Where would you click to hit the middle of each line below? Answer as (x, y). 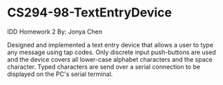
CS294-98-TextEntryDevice (90, 13)
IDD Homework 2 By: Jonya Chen (55, 32)
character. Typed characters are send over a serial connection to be (104, 66)
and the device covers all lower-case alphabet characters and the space (110, 59)
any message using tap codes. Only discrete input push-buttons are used (111, 52)
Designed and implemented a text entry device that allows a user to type (110, 45)
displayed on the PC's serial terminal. (60, 74)
